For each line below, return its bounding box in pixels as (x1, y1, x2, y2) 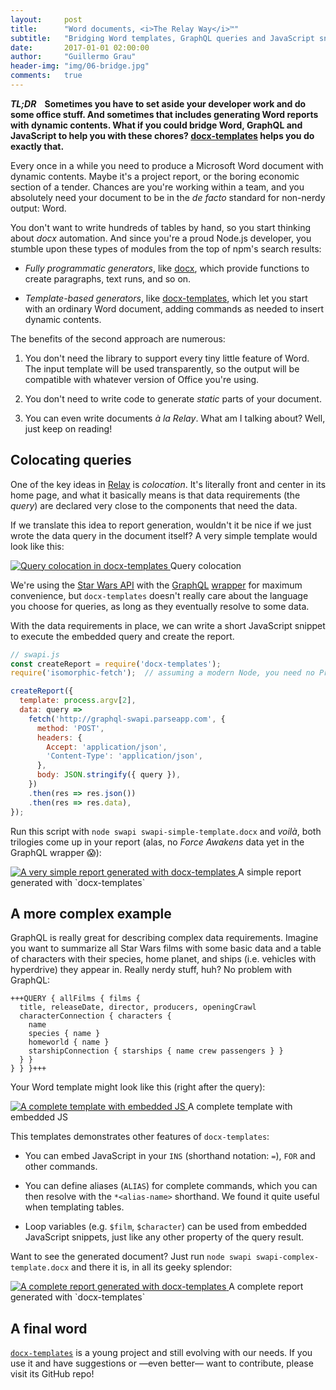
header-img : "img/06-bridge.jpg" (10, 61, 150, 71)
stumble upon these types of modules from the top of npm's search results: (10, 242, 322, 255)
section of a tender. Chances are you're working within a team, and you (10, 181, 305, 193)
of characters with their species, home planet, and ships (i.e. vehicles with (10, 953, 317, 965)
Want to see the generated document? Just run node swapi (10, 1251, 252, 1263)
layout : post (10, 14, 83, 25)
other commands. (24, 1161, 98, 1173)
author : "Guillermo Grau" (10, 52, 137, 62)
